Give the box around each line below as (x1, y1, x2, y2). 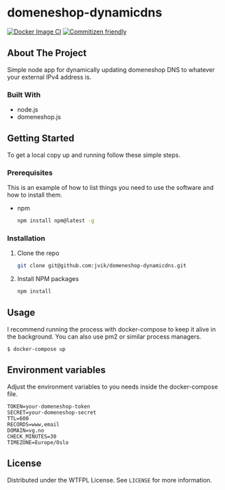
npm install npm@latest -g (16, 217, 95, 224)
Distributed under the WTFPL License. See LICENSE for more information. (7, 476, 213, 484)
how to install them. (7, 191, 63, 199)
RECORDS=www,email (7, 421, 60, 428)
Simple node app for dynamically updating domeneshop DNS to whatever (7, 65, 215, 73)
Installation (7, 233, 46, 243)
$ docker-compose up (7, 345, 67, 352)
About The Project (7, 47, 87, 59)
